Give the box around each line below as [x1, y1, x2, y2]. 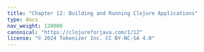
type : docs [7, 16, 38, 23]
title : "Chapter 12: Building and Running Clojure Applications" [7, 9, 198, 17]
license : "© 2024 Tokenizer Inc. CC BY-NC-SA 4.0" [7, 35, 155, 42]
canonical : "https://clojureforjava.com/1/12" [7, 28, 143, 36]
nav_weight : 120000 [7, 22, 63, 29]
